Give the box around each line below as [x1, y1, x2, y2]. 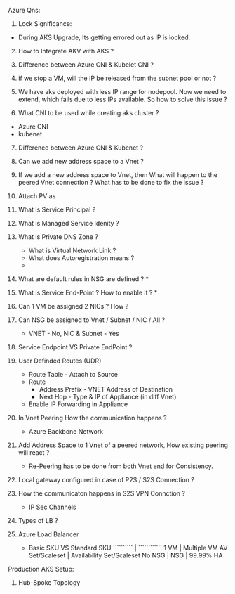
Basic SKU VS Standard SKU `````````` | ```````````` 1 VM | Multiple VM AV [28, 544, 228, 552]
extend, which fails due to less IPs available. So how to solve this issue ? [18, 95, 227, 103]
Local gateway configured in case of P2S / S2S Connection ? [18, 476, 195, 484]
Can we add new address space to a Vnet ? [18, 157, 145, 165]
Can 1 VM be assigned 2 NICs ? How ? [18, 302, 129, 310]
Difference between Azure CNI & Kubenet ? [18, 143, 143, 152]
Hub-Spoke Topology [18, 579, 81, 586]
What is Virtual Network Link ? [28, 246, 116, 254]
